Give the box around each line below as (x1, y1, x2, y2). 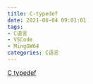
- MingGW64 (7, 43, 39, 50)
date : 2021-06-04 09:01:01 (7, 17, 87, 24)
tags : (7, 23, 23, 30)
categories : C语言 (7, 50, 59, 57)
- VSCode (7, 36, 33, 43)
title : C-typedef (7, 10, 58, 17)
